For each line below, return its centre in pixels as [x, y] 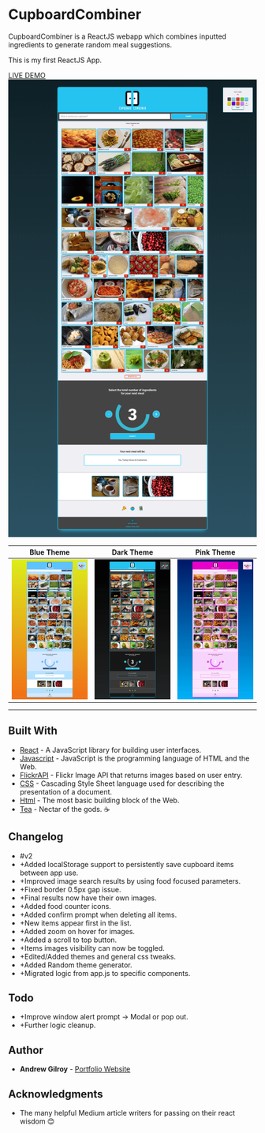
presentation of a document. [66, 791]
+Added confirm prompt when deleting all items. [98, 914]
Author [26, 1050]
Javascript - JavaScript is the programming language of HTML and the [134, 758]
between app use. [49, 873]
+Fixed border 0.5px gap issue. [70, 889]
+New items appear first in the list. [75, 923]
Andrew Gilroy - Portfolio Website [75, 1069]
